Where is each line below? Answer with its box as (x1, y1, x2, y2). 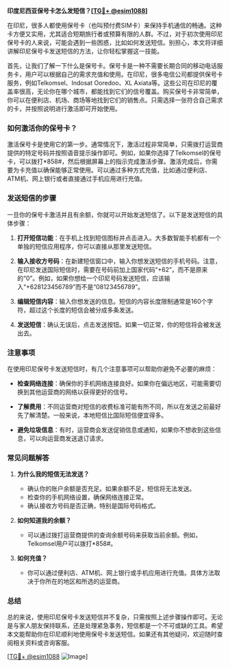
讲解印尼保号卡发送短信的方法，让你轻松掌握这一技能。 (7, 47, 163, 55)
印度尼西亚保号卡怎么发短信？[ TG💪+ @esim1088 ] (7, 7, 149, 14)
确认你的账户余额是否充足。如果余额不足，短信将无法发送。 (27, 484, 196, 493)
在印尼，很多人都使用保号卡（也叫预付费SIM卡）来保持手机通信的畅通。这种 (7, 21, 222, 30)
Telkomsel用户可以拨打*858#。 (27, 539, 117, 548)
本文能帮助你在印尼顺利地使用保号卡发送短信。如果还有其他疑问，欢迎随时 (7, 630, 217, 638)
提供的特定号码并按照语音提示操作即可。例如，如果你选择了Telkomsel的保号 (7, 149, 222, 157)
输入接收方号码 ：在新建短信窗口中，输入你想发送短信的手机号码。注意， (16, 257, 221, 265)
